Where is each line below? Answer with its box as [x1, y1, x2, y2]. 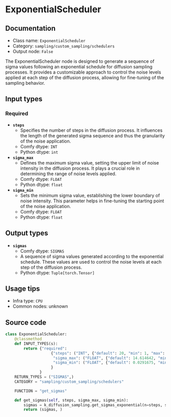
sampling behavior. [5, 80, 45, 86]
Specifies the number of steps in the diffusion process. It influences [20, 127, 163, 133]
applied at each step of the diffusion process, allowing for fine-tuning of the [5, 75, 164, 80]
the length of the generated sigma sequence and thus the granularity [20, 132, 165, 138]
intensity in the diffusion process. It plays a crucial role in [20, 165, 140, 171]
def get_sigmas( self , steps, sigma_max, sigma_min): [14, 398, 129, 403]
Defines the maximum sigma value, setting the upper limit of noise [20, 159, 159, 166]
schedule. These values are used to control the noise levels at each [20, 259, 162, 265]
